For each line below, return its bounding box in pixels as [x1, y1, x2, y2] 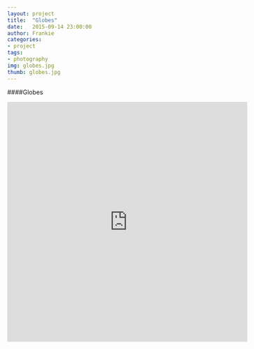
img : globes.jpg [7, 62, 54, 69]
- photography [7, 56, 49, 63]
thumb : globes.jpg [7, 68, 61, 75]
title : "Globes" [7, 17, 58, 24]
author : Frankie [7, 29, 54, 37]
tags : [7, 50, 23, 57]
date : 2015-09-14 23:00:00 [7, 23, 92, 30]
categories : [7, 36, 42, 43]
